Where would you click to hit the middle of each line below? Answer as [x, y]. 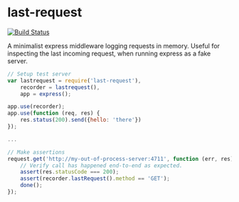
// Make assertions [36, 152]
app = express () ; [46, 94]
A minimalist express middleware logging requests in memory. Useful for [114, 46]
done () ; [31, 186]
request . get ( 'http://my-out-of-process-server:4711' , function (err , [113, 159]
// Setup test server [39, 74]
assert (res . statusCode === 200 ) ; [70, 172]
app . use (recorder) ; [36, 107]
